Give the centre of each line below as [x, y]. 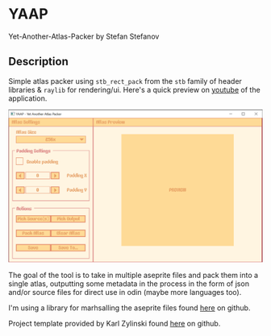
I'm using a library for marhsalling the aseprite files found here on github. [129, 308]
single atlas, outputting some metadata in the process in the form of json [129, 284]
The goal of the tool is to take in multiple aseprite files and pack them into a [133, 276]
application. [28, 98]
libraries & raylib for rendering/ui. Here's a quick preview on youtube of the [134, 89]
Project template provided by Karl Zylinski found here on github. [115, 324]
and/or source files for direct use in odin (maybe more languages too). [125, 292]
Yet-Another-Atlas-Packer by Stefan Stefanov [84, 36]
